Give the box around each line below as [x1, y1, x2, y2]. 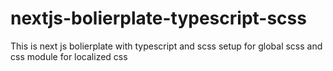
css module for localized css [10, 50, 128, 62]
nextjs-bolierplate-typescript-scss [10, 7, 307, 30]
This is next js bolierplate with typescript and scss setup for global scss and [10, 40, 323, 52]
